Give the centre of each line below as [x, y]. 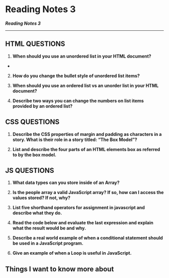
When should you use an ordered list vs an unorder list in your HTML [86, 85]
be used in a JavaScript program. [48, 243]
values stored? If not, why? [41, 198]
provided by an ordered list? [43, 106]
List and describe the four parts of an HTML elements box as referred [86, 149]
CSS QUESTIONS [32, 122]
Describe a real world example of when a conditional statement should [88, 238]
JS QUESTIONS [30, 170]
